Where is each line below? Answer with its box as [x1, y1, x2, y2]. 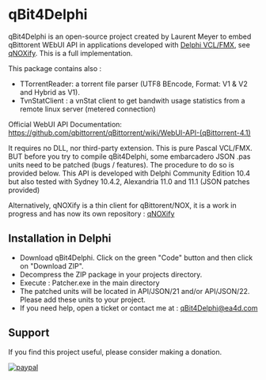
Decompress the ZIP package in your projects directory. [19, 269, 203, 279]
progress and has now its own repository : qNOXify [8, 209, 175, 218]
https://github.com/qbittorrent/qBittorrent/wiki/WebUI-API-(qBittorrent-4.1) [8, 128, 251, 137]
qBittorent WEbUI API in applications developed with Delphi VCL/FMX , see [8, 40, 251, 49]
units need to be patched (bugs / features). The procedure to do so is [8, 160, 235, 169]
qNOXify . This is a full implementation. [8, 48, 133, 58]
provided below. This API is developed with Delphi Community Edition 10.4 [8, 168, 251, 178]
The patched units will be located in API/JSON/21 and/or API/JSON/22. [19, 286, 250, 295]
